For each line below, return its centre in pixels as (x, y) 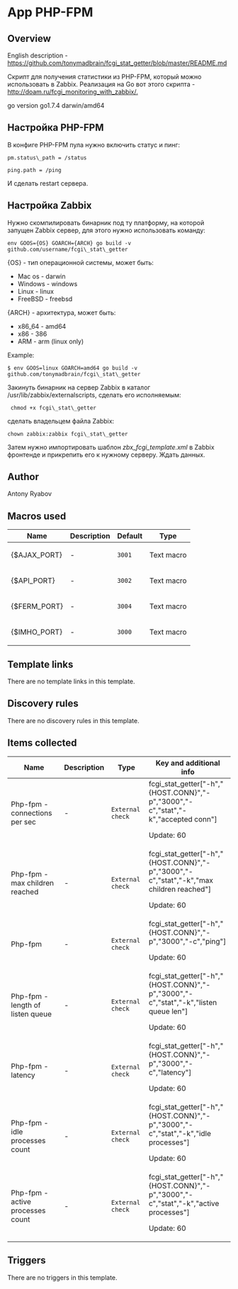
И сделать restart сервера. (48, 183)
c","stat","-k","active (184, 1203)
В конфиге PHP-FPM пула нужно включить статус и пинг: (94, 144)
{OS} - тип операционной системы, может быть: (81, 262)
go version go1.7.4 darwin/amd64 (56, 106)
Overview (29, 39)
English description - (38, 55)
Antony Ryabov (29, 494)
